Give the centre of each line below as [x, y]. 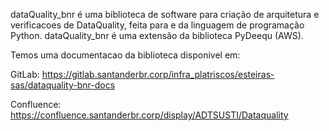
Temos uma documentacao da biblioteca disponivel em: [125, 55]
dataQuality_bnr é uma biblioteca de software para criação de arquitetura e [165, 14]
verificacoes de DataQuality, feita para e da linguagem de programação [157, 25]
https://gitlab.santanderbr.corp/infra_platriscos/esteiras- [158, 74]
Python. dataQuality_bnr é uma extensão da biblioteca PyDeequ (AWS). [157, 35]
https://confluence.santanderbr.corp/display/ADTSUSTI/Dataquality [149, 115]
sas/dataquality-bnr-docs [63, 85]
